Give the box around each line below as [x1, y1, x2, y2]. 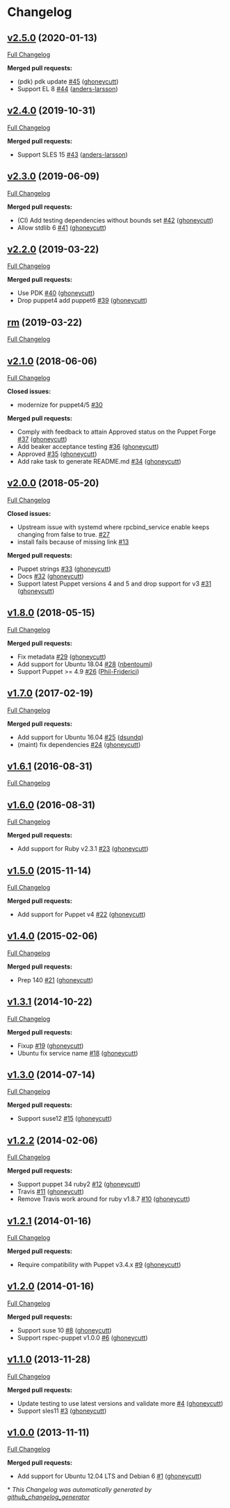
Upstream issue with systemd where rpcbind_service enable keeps [17, 523, 210, 531]
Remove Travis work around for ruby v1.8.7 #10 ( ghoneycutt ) [17, 1195, 190, 1203]
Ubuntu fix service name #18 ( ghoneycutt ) [17, 1048, 138, 1057]
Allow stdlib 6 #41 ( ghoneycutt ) [17, 223, 106, 232]
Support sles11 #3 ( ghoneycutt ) [17, 1406, 107, 1415]
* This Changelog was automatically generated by [7, 1486, 152, 1494]
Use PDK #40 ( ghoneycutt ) [17, 289, 95, 297]
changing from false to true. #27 [17, 530, 110, 538]
